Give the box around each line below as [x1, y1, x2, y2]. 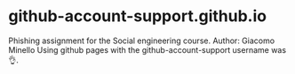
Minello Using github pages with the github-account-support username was [8, 44, 286, 55]
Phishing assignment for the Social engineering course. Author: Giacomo [8, 35, 275, 46]
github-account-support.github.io [8, 6, 267, 26]
